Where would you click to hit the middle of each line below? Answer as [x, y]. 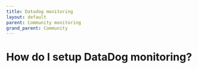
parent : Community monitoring [44, 22]
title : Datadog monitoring [40, 11]
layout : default [26, 17]
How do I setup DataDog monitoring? [99, 57]
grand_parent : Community [37, 28]
